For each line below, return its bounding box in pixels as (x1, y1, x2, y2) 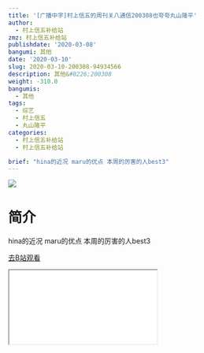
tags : (8, 99, 26, 107)
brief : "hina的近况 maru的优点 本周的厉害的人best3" (8, 158, 169, 165)
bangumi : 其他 (8, 48, 53, 56)
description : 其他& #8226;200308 (8, 70, 112, 78)
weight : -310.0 (8, 77, 58, 85)
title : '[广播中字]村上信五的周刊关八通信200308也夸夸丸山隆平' (8, 11, 198, 20)
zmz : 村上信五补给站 (8, 33, 68, 42)
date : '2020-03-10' (8, 56, 72, 64)
